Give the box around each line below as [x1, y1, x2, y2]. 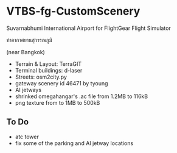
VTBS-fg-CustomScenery [6, 4, 141, 18]
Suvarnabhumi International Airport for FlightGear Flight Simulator [6, 24, 172, 32]
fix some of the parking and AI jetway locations [15, 139, 134, 147]
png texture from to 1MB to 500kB [15, 99, 100, 106]
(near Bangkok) [6, 48, 46, 55]
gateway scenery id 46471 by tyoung [15, 79, 108, 87]
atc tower [15, 133, 40, 140]
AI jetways [15, 86, 41, 93]
